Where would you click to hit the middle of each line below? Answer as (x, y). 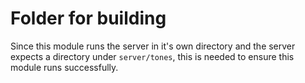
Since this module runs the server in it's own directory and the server (153, 46)
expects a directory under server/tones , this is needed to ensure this (152, 56)
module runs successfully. (64, 67)
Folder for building (88, 18)
